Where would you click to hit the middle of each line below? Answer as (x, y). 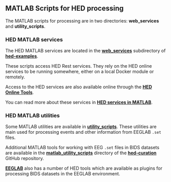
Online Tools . (20, 92)
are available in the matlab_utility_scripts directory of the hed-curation (81, 153)
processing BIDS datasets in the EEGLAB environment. (63, 174)
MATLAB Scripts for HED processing (65, 8)
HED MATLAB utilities (33, 116)
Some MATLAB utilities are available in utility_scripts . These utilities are (81, 127)
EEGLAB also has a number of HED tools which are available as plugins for (84, 168)
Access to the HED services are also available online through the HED (79, 87)
